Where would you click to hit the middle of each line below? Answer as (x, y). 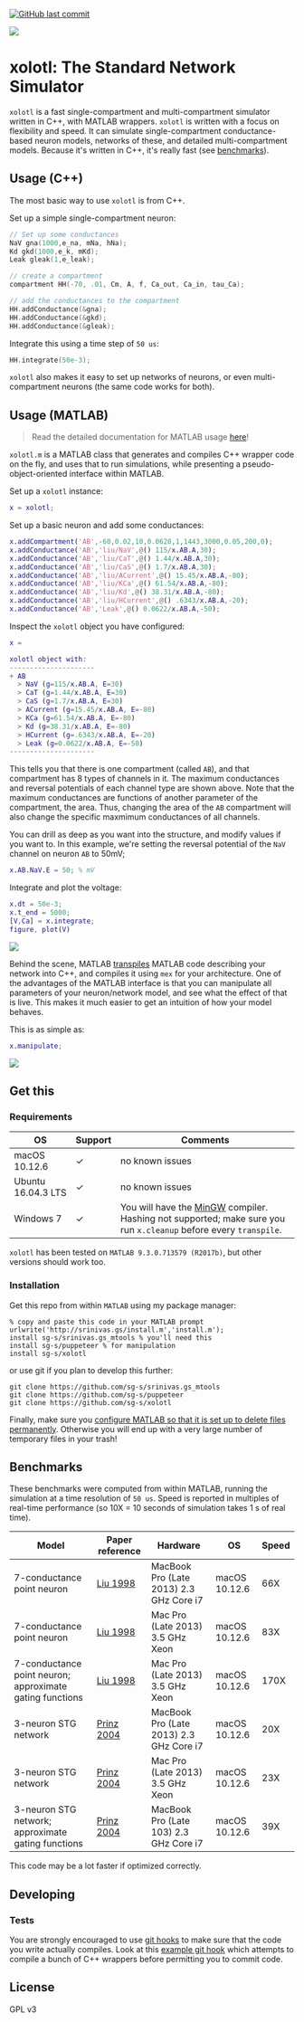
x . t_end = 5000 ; (40, 913)
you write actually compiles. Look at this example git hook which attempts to (152, 1950)
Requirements (41, 1116)
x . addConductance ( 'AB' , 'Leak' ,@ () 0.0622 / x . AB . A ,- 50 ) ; (115, 609)
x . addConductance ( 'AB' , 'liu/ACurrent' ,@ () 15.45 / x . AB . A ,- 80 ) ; (129, 575)
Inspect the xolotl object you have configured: (97, 626)
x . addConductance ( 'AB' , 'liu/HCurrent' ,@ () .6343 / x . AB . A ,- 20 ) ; (129, 601)
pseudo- (259, 464)
